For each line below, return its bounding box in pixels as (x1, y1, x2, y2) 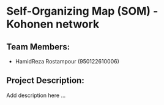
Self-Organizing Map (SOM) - (6, 4, 158, 18)
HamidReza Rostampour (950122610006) (15, 58, 119, 65)
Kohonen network (6, 17, 100, 31)
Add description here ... (6, 92, 66, 99)
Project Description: (6, 75, 84, 86)
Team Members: (6, 42, 70, 52)
